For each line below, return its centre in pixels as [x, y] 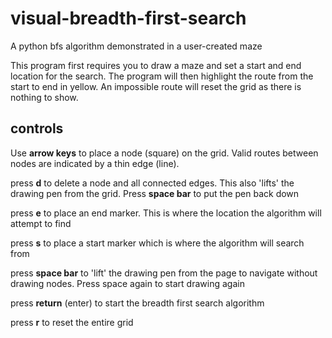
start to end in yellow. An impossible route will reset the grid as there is [156, 86]
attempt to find [41, 223]
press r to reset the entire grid [72, 322]
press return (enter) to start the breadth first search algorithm [137, 303]
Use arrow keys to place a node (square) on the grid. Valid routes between [164, 153]
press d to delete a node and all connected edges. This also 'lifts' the [152, 183]
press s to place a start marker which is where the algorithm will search [157, 243]
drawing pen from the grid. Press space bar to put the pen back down [155, 193]
